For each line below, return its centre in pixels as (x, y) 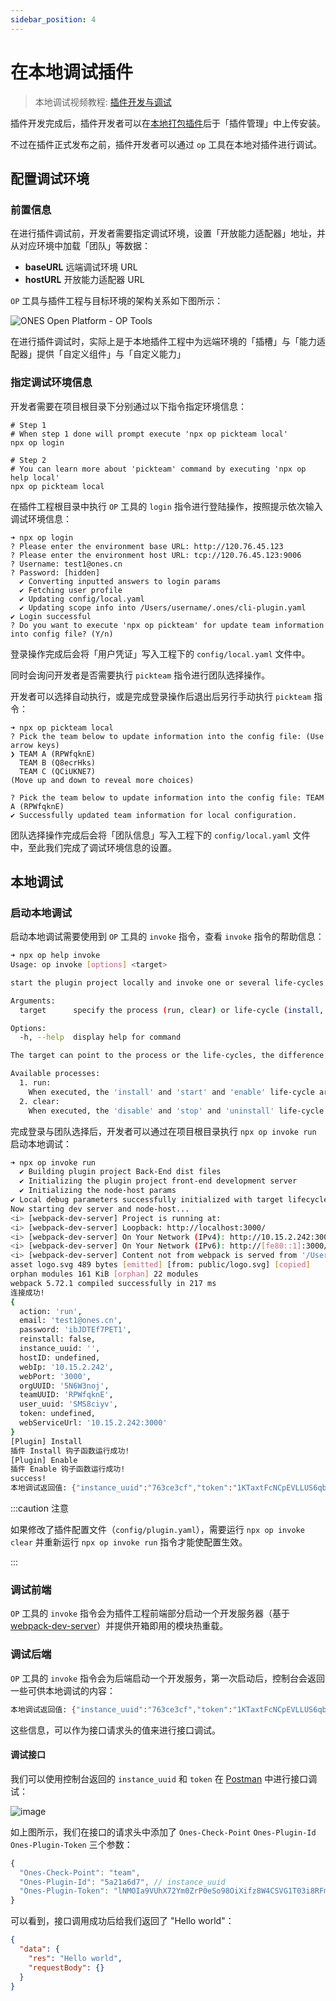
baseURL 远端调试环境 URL (81, 267)
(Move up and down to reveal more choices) (102, 780)
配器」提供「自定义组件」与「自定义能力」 (98, 354)
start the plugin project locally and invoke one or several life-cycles (167, 982)
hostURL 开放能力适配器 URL (84, 280)
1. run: (35, 1083)
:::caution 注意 (39, 1508)
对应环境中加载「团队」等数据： (84, 246)
